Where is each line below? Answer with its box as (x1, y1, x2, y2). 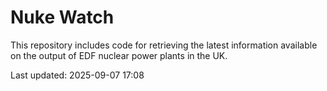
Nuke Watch (10, 6, 115, 29)
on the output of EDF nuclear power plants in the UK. (10, 49, 228, 61)
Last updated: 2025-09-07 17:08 (10, 69, 145, 81)
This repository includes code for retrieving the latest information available (10, 39, 318, 51)
